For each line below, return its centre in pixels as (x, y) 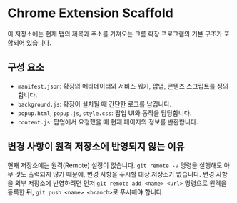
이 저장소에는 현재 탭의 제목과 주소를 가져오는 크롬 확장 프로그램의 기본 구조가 (115, 34)
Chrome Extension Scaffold (90, 13)
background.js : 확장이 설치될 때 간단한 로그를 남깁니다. (95, 104)
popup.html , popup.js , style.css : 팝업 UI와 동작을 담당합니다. (105, 113)
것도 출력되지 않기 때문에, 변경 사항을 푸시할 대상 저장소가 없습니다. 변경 (115, 174)
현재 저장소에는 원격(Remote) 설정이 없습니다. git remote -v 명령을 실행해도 (115, 165)
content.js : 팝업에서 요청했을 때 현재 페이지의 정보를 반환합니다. (108, 122)
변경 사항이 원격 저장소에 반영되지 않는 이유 (96, 147)
